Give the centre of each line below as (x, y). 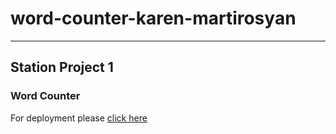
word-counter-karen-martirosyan (153, 18)
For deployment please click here (79, 118)
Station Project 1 (62, 67)
